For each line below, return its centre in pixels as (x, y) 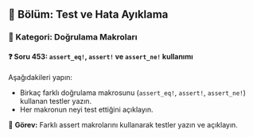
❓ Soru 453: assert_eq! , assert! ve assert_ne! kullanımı (101, 56)
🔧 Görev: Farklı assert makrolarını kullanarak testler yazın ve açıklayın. (123, 124)
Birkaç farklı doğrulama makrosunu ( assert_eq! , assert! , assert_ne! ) (133, 93)
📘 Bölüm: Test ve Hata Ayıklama (88, 15)
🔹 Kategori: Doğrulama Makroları (73, 37)
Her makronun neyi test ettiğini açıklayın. (86, 109)
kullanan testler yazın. (56, 101)
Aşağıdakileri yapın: (41, 77)
